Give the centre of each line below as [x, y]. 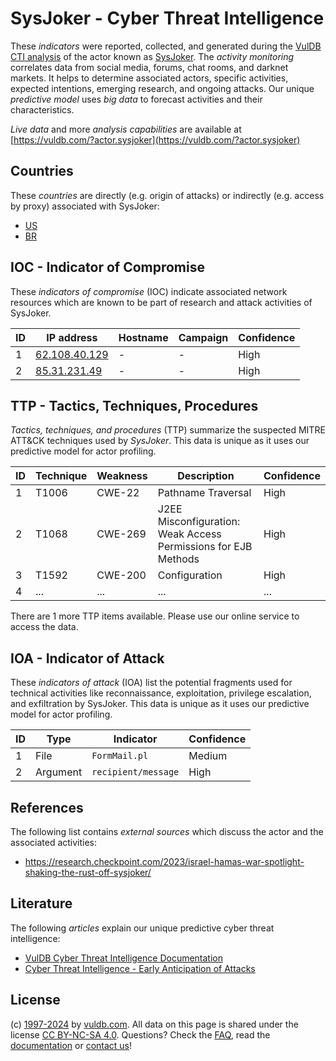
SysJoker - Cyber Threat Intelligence [167, 18]
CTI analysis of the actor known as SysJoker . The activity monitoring [152, 56]
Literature [41, 903]
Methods [178, 559]
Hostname [143, 337]
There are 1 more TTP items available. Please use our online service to [155, 616]
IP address [72, 337]
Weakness [122, 476]
